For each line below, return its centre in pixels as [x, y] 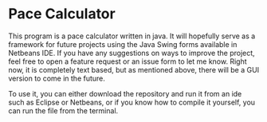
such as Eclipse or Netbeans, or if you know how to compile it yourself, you [132, 102]
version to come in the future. [57, 78]
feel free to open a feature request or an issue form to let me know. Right [128, 61]
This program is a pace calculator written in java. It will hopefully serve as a [132, 36]
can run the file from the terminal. [63, 110]
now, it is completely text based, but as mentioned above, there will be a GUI [134, 69]
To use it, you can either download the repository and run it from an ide [125, 93]
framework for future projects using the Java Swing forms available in [123, 44]
